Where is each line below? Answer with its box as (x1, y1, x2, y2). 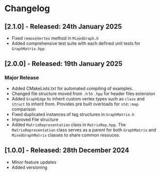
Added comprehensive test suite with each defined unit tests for (11, 40, 141, 46)
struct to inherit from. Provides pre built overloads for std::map (11, 101, 139, 107)
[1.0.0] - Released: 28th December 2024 (4, 146, 129, 155)
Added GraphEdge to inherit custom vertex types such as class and (11, 96, 144, 101)
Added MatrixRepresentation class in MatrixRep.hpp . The (11, 121, 126, 127)
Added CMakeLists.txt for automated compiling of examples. (11, 85, 133, 91)
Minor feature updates (11, 159, 56, 165)
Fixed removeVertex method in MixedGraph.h (11, 35, 99, 41)
